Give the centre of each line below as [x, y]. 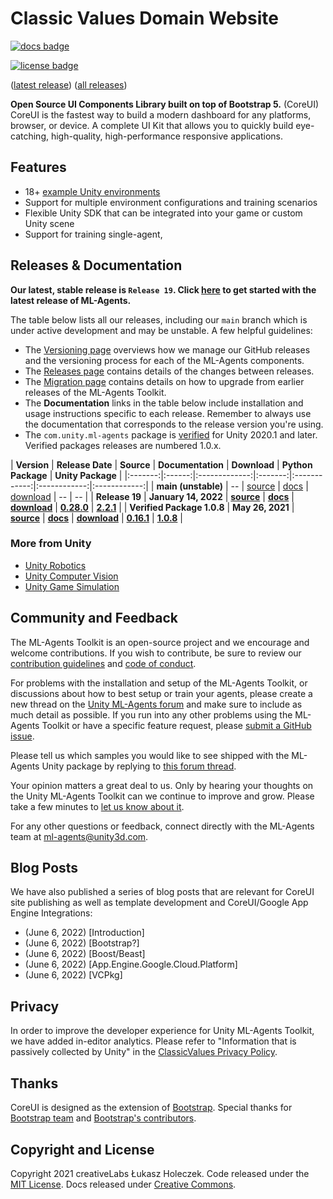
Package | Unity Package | [66, 475]
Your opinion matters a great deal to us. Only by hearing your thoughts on [162, 785]
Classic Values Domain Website [144, 18]
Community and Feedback [94, 618]
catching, [29, 136]
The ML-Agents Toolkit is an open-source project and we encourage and [160, 642]
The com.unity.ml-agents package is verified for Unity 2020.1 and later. [171, 434]
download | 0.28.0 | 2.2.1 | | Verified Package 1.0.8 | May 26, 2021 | [152, 507]
